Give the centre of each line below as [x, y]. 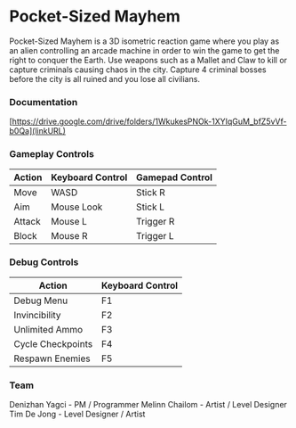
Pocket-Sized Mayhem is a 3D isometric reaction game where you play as [144, 41]
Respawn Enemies [52, 358]
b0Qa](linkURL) [38, 131]
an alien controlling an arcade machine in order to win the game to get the [144, 50]
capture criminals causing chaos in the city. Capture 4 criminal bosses [138, 70]
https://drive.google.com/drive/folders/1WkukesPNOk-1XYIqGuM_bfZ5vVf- [149, 121]
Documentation [44, 102]
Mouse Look [76, 207]
